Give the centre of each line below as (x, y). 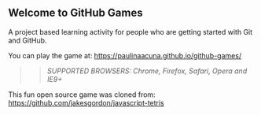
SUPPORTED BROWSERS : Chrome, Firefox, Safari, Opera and (147, 71)
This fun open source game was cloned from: (82, 95)
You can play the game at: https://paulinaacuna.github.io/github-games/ (125, 55)
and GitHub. (28, 40)
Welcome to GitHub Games (75, 13)
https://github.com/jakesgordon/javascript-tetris (86, 102)
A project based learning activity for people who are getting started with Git (130, 32)
